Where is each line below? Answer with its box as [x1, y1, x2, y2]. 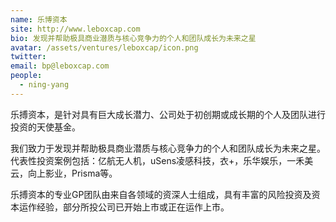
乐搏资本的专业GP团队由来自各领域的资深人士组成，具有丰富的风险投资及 [10, 188, 312, 200]
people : [10, 71, 43, 81]
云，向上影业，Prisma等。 [10, 167, 118, 179]
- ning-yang [19, 80, 70, 90]
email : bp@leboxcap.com [10, 61, 110, 71]
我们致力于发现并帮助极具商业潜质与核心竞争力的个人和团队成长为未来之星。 [10, 142, 326, 154]
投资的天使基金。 [10, 121, 81, 133]
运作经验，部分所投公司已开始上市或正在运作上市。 [18, 201, 230, 213]
